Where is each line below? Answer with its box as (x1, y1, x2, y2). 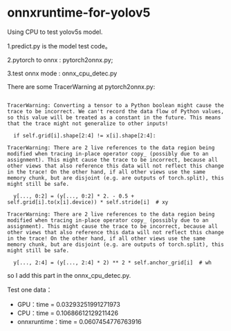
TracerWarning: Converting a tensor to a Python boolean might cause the (7, 102, 225, 108)
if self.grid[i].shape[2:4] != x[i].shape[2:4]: (13, 132, 156, 139)
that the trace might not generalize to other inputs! (7, 120, 169, 127)
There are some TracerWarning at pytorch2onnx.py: (7, 82, 156, 91)
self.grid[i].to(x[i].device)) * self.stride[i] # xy (7, 198, 169, 205)
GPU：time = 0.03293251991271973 (17, 300, 121, 308)
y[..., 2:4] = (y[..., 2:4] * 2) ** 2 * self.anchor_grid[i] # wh (13, 259, 212, 266)
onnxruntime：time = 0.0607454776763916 (17, 317, 142, 325)
